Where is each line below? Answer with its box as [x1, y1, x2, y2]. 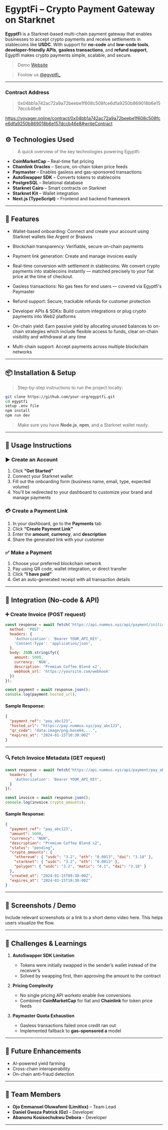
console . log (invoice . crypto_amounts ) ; [5, 800, 86, 805]
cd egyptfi [5, 399, 28, 404]
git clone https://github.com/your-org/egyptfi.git [5, 394, 115, 399]
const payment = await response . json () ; [5, 687, 91, 693]
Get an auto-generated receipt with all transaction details [12, 577, 130, 583]
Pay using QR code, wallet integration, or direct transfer [12, 566, 127, 572]
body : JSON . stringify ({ [9, 650, 59, 655]
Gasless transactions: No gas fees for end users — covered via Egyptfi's [12, 283, 162, 289]
